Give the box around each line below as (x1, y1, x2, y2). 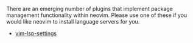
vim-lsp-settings (15, 30, 57, 37)
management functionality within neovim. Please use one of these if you (6, 12, 188, 19)
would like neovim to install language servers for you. (6, 18, 140, 25)
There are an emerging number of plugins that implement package (6, 5, 174, 12)
